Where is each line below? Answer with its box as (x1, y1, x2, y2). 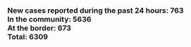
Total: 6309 (7, 32, 48, 41)
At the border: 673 (7, 23, 72, 33)
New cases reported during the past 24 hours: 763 (7, 6, 184, 15)
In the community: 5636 (7, 14, 92, 24)
